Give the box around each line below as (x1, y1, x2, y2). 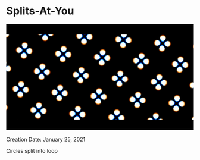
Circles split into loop (6, 148, 58, 155)
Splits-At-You (6, 4, 74, 18)
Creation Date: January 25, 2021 (6, 136, 86, 143)
